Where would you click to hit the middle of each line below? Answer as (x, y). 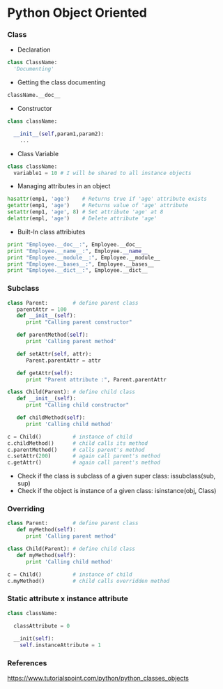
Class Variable (38, 153)
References (27, 663)
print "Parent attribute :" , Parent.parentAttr (96, 379)
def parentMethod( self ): (53, 335)
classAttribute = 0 (42, 626)
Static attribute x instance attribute (68, 599)
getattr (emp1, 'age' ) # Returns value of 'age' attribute (98, 206)
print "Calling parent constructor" (79, 322)
